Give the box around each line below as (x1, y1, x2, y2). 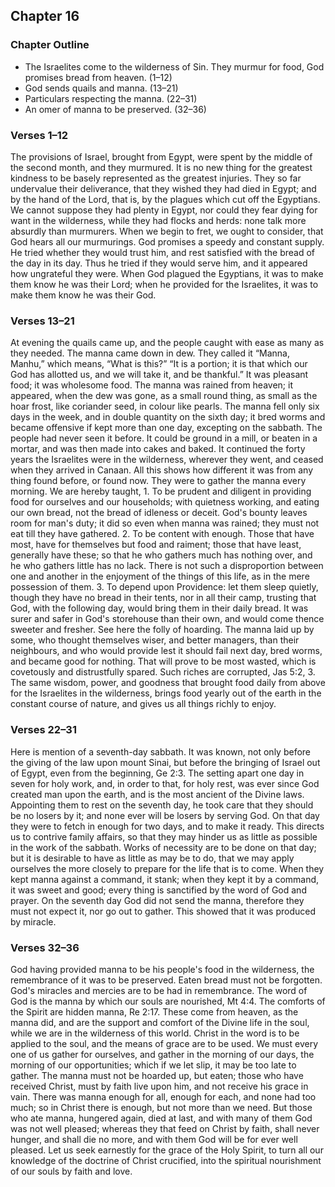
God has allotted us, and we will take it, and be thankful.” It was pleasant (10, 369, 309, 381)
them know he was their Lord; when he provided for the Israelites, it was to (10, 278, 319, 290)
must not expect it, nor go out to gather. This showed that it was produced (10, 905, 317, 917)
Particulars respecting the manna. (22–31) (24, 92, 198, 104)
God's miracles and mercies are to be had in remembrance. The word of (10, 984, 308, 996)
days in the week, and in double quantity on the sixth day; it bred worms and (10, 411, 326, 423)
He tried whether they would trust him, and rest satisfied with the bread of (10, 246, 316, 258)
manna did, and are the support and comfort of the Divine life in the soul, (10, 1016, 310, 1028)
